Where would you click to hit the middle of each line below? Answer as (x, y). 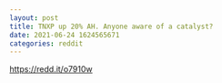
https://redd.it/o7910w (51, 69)
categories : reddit (46, 43)
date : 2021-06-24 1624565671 (65, 35)
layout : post (34, 18)
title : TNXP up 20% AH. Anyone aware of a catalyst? (111, 26)
